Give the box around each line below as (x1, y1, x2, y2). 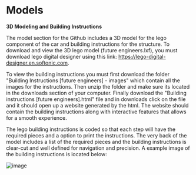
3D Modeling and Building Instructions (6, 23, 102, 30)
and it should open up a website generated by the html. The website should (6, 102, 189, 109)
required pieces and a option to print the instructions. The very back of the (6, 132, 187, 139)
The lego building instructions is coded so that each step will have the (6, 126, 175, 133)
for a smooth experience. (6, 114, 68, 121)
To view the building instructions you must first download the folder (6, 70, 170, 78)
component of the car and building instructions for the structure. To (6, 41, 170, 48)
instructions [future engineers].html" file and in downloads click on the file (6, 95, 186, 103)
